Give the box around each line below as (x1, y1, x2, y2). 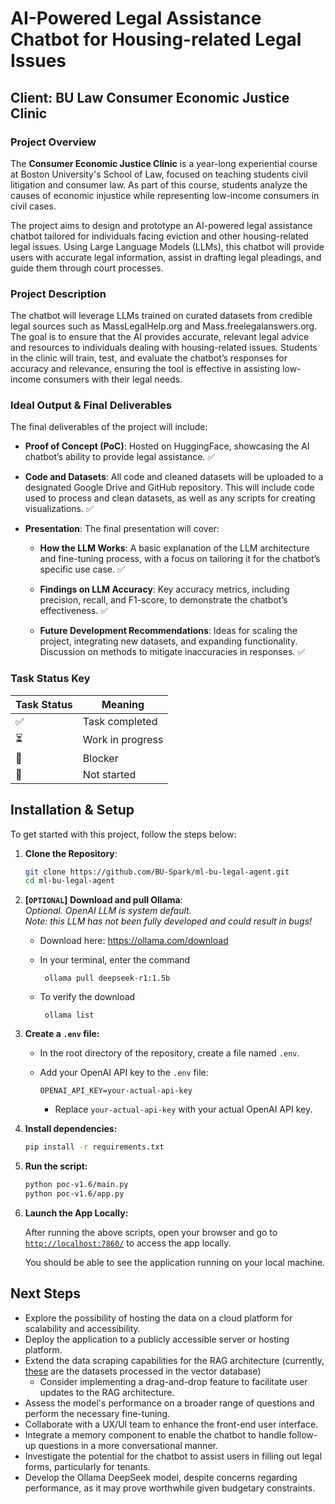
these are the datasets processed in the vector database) (24, 1365, 262, 1377)
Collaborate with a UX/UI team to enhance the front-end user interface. (24, 1418, 319, 1430)
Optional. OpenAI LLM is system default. (24, 905, 192, 917)
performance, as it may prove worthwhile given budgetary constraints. (24, 1482, 316, 1494)
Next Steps (10, 1285, 81, 1302)
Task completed (82, 714, 158, 728)
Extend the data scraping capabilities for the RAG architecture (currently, (24, 1354, 325, 1366)
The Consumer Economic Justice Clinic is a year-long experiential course (10, 157, 318, 169)
